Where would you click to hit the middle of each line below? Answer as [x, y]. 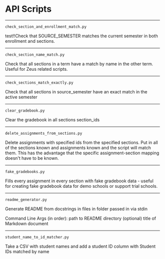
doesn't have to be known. [32, 158]
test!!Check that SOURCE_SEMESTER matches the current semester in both [82, 36]
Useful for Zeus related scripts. [36, 69]
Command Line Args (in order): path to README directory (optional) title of [81, 218]
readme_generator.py [26, 200]
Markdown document [27, 223]
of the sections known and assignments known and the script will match [78, 147]
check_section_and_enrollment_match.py [46, 27]
